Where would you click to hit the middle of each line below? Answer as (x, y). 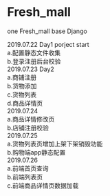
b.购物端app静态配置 (36, 152)
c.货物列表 (22, 95)
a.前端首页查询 (28, 168)
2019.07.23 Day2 (31, 69)
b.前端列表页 (25, 177)
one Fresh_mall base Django (47, 31)
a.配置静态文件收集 (34, 52)
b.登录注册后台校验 (34, 61)
